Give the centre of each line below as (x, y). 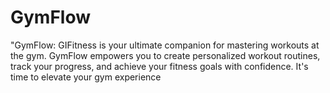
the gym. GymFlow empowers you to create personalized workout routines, (165, 55)
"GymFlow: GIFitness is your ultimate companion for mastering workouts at (165, 45)
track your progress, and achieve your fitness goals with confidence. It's (159, 66)
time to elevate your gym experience (86, 77)
